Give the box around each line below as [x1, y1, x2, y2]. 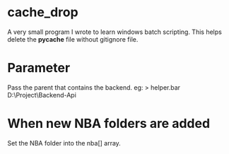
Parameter [7, 60, 71, 76]
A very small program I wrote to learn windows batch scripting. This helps [7, 28, 223, 36]
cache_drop [7, 4, 79, 20]
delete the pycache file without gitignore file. [7, 35, 139, 43]
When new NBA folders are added [7, 116, 211, 131]
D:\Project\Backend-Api [7, 90, 76, 99]
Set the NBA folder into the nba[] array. [7, 138, 122, 147]
